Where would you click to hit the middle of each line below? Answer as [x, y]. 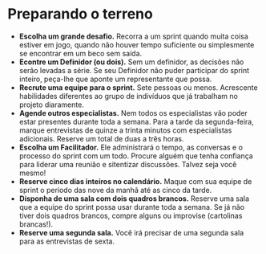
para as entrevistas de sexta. [67, 241]
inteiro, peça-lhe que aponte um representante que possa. [115, 79]
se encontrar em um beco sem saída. [81, 53]
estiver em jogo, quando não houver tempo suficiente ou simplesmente [137, 44]
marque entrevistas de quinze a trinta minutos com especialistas [125, 130]
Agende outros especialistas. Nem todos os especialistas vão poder [133, 113]
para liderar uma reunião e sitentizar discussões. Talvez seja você [128, 164]
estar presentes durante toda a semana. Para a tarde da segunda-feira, [136, 121]
